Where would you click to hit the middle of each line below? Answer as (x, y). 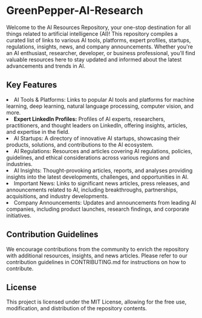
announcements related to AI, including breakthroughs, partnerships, (92, 190)
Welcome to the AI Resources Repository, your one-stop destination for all (99, 27)
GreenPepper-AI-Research (75, 11)
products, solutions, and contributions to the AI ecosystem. (80, 144)
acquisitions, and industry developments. (57, 196)
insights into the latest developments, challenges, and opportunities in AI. (97, 177)
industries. (19, 164)
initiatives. (19, 215)
